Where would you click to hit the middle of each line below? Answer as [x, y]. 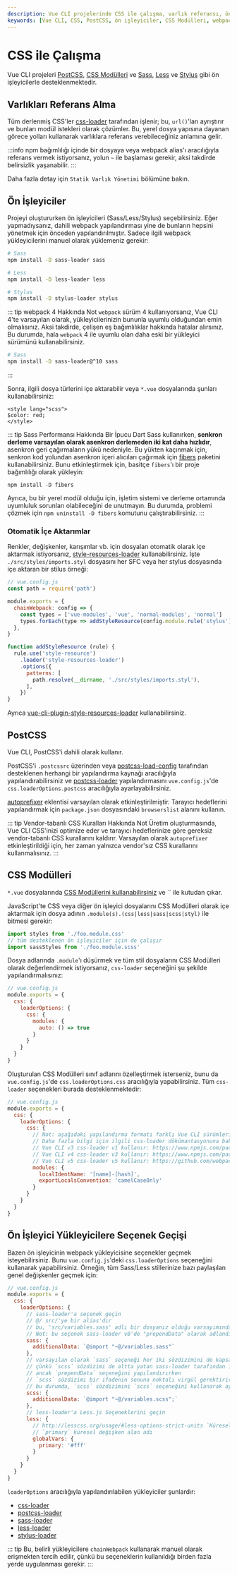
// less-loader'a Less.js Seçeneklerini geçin [96, 1413]
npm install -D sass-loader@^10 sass [63, 362]
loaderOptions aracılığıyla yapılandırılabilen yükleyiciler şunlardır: [102, 1491]
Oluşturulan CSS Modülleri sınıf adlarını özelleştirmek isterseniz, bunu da [113, 1074]
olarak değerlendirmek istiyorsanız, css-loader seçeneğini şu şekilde [107, 968]
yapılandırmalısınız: [35, 975]
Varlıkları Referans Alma [62, 104]
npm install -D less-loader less [56, 279]
